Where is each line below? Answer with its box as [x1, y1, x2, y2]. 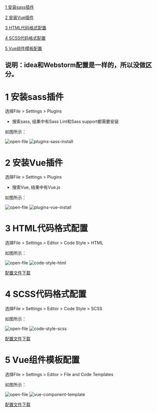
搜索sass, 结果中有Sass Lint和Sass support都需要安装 [12, 118, 119, 125]
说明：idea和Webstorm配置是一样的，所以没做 [5, 61, 146, 69]
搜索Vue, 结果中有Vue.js [12, 184, 60, 190]
